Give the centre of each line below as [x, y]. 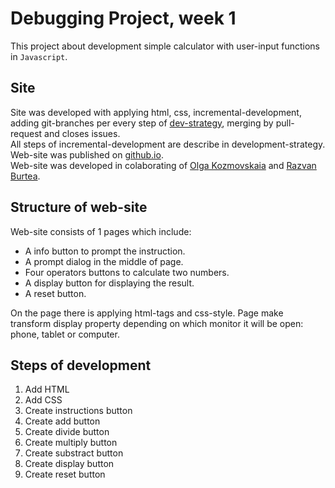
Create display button [69, 464]
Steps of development [81, 365]
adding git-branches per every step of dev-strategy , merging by [142, 123]
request [26, 133]
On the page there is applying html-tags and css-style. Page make [147, 313]
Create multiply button [71, 443]
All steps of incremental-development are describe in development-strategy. [168, 144]
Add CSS [43, 400]
